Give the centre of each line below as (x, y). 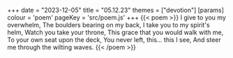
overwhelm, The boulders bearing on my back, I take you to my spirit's (109, 25)
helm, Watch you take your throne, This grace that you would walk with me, (115, 32)
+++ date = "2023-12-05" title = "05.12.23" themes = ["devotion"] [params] (116, 10)
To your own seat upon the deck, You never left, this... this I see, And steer (114, 40)
